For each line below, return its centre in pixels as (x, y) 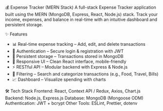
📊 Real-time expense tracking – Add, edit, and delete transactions (79, 44)
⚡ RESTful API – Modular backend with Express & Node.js (70, 67)
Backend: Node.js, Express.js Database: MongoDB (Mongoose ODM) (74, 98)
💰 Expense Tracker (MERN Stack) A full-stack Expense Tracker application (81, 7)
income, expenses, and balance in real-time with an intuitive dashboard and (81, 19)
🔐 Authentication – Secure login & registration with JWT (68, 51)
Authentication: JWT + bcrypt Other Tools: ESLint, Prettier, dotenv (71, 103)
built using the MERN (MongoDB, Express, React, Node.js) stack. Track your (81, 14)
